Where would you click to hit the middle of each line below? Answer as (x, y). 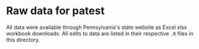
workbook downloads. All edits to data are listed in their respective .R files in (100, 33)
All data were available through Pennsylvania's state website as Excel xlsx (97, 27)
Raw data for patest (56, 11)
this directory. (23, 40)
